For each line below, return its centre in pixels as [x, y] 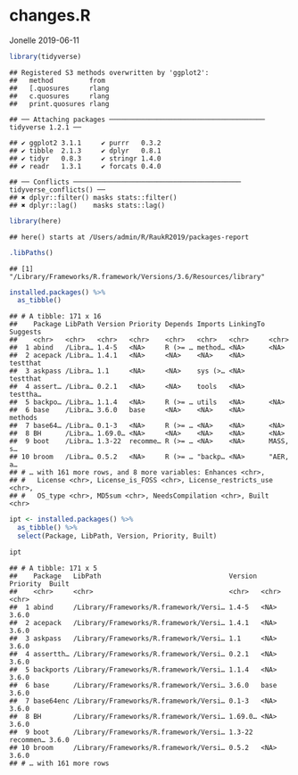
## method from [57, 80]
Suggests [25, 332]
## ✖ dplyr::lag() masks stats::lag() [87, 205]
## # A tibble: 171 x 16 [55, 317]
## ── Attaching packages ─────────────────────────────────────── [137, 120]
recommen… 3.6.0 [39, 740]
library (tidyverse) [46, 56]
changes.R [50, 16]
